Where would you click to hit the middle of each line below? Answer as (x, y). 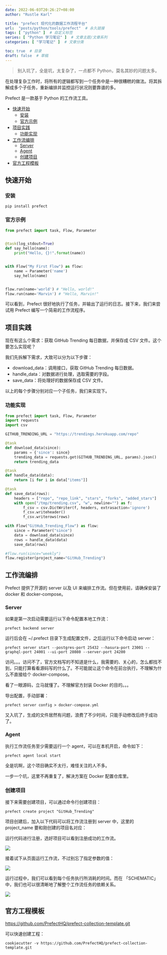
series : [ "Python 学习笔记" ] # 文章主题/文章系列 (56, 37)
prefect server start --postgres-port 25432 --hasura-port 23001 (74, 648)
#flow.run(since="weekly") (33, 553)
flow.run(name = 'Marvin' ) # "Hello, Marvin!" (52, 294)
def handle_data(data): (30, 476)
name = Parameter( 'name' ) (41, 271)
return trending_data (36, 462)
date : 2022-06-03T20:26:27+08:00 (40, 10)
